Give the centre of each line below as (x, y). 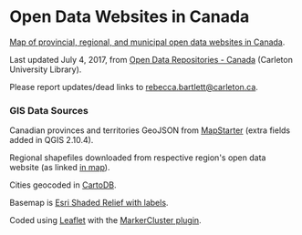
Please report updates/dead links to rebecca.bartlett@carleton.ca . (134, 87)
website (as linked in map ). (60, 168)
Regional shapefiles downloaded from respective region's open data (138, 158)
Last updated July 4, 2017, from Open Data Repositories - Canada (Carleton (151, 59)
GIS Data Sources (49, 110)
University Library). (46, 69)
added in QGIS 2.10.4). (52, 140)
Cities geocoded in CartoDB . (63, 185)
